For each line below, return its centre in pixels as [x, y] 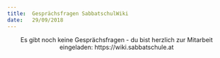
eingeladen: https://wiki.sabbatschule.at [117, 47]
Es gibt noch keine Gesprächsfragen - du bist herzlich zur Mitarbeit [117, 39]
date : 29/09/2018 [35, 20]
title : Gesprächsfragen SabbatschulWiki [68, 13]
